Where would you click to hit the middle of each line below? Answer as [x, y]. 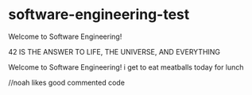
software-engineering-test [99, 15]
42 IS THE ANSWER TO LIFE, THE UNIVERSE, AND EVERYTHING [114, 51]
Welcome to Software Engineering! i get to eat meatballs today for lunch [126, 67]
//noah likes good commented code [67, 82]
